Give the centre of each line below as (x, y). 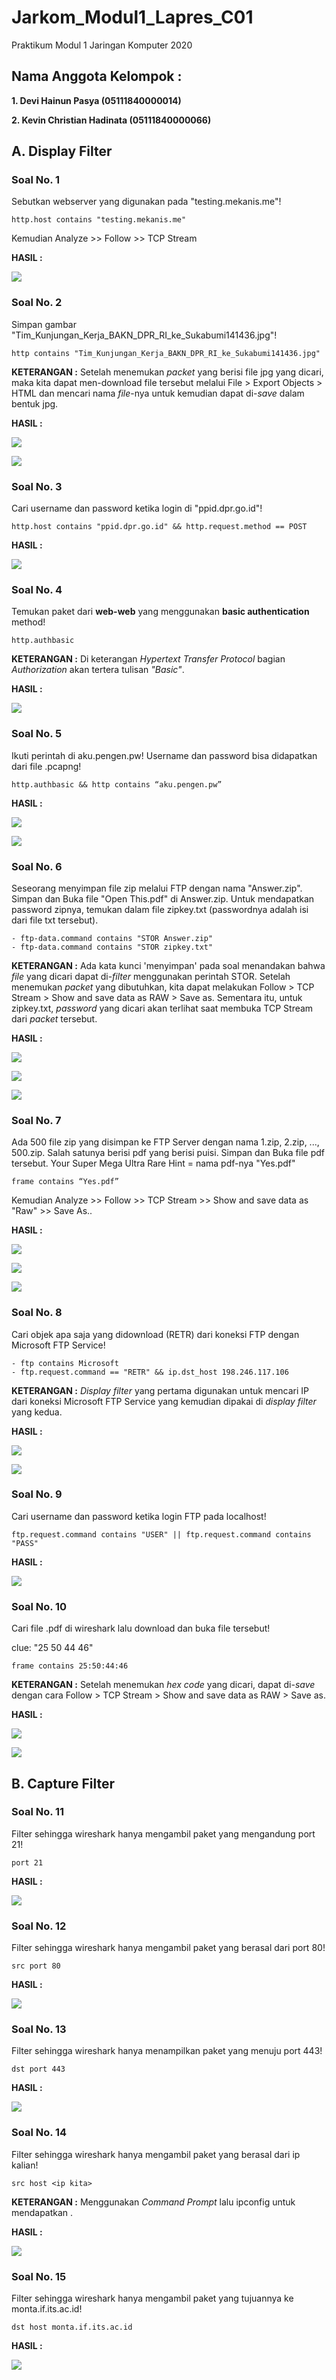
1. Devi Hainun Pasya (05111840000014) (96, 100)
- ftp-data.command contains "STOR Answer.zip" (112, 938)
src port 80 (36, 1966)
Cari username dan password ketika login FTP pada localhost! (139, 1516)
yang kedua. (37, 1412)
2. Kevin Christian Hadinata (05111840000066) (111, 120)
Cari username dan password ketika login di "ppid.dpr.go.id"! (137, 508)
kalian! (25, 2165)
